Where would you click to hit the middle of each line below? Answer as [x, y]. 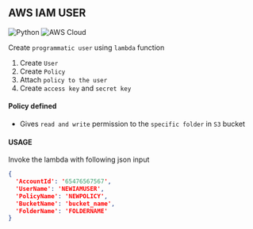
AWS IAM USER [47, 13]
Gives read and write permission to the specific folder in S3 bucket [132, 124]
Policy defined [33, 106]
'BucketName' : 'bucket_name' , [65, 204]
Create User [39, 63]
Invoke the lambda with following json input [79, 160]
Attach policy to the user [63, 79]
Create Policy [42, 71]
